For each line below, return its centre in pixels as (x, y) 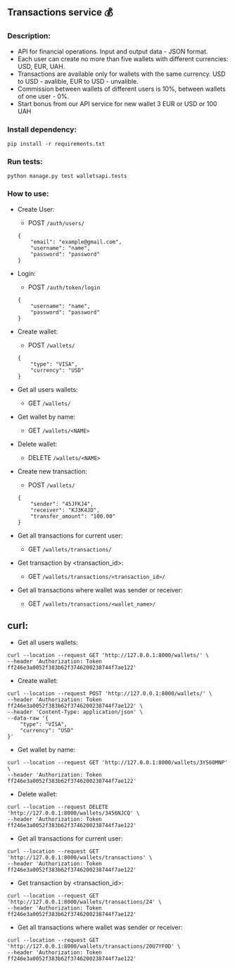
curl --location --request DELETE (58, 807)
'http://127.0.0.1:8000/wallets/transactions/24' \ (84, 902)
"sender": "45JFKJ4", (62, 504)
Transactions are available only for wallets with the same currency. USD (121, 74)
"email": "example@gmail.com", (76, 242)
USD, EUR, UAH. (41, 66)
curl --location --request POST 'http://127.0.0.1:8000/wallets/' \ (110, 694)
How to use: (28, 194)
